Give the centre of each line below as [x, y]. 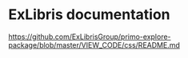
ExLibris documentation [89, 15]
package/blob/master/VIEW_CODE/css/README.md [94, 44]
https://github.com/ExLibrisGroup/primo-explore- [90, 37]
